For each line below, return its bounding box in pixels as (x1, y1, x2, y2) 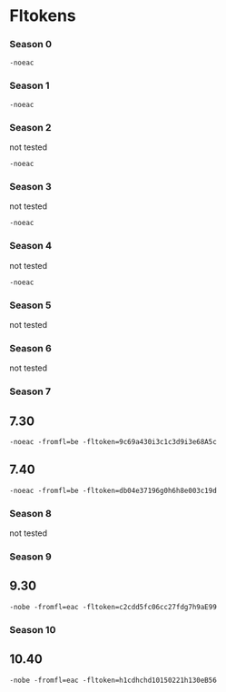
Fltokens (9, 5, 76, 26)
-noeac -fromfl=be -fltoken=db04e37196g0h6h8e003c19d (9, 486, 218, 495)
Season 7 (9, 385, 52, 398)
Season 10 (9, 623, 56, 636)
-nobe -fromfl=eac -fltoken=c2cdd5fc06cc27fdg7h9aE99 (9, 602, 218, 611)
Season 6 (9, 341, 52, 354)
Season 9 (9, 550, 52, 563)
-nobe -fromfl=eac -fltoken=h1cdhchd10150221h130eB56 (9, 676, 218, 685)
